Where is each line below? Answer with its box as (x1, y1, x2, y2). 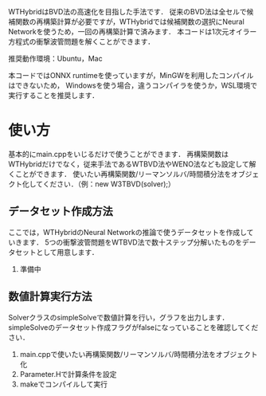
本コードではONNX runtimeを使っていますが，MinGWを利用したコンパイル (8, 71, 254, 80)
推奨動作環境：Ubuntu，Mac (8, 54, 103, 63)
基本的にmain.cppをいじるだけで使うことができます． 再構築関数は (8, 149, 229, 159)
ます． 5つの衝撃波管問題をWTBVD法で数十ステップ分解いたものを (22, 237, 243, 247)
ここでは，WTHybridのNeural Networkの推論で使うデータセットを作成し (8, 227, 247, 237)
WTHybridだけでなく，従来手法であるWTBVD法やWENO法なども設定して (8, 159, 249, 169)
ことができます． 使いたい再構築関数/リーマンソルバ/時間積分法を (14, 169, 232, 178)
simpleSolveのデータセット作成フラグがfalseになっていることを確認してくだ (8, 322, 259, 332)
